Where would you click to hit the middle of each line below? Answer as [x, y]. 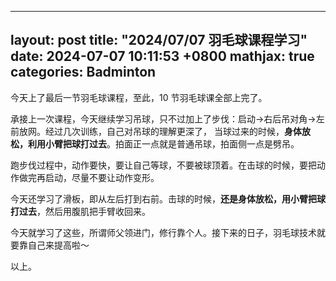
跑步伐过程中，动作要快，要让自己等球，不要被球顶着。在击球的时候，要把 [163, 165]
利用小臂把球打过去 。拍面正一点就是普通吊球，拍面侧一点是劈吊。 [163, 143]
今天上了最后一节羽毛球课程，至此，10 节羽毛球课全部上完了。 [139, 97]
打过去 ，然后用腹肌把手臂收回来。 [80, 211]
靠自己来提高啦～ [54, 245]
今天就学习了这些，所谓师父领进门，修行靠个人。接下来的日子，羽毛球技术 [163, 232]
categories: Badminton [83, 72]
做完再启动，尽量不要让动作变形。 [89, 177]
